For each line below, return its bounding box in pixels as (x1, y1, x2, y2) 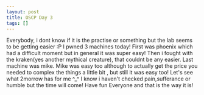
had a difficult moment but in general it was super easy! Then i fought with (6, 50, 193, 57)
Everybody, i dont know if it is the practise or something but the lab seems (6, 37, 193, 44)
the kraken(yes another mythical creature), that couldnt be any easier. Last (6, 56, 194, 64)
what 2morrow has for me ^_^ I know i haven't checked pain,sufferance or (6, 75, 191, 82)
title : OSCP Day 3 (6, 15, 53, 21)
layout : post (6, 8, 40, 15)
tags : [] (6, 20, 29, 26)
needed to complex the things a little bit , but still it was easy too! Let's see (6, 69, 194, 76)
